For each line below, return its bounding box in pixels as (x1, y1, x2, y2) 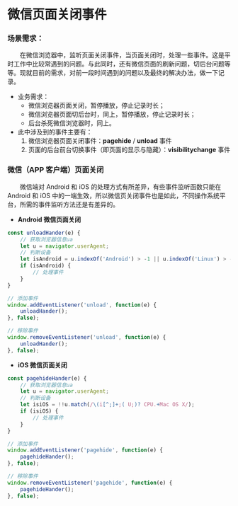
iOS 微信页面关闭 (17, 360, 67, 369)
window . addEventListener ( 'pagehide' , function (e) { (7, 447, 163, 454)
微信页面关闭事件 (7, 6, 108, 23)
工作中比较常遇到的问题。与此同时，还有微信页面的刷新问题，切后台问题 (13, 59, 225, 68)
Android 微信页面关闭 (17, 215, 81, 224)
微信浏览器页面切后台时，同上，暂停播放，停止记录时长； (28, 110, 196, 119)
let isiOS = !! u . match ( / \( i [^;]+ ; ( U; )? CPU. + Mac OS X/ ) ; (20, 401, 195, 408)
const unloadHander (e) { (7, 229, 81, 236)
